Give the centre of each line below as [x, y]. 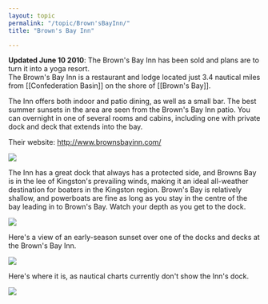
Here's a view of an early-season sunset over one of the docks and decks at [134, 238]
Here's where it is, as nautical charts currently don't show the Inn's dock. [129, 276]
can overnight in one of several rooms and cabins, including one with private [134, 118]
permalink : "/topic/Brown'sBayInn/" [69, 23]
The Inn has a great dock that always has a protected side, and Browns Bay [132, 173]
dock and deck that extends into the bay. [76, 127]
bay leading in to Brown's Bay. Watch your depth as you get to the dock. [127, 207]
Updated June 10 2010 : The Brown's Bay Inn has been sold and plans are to [134, 60]
